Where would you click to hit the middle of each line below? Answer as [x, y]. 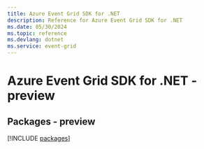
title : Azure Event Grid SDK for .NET [64, 14]
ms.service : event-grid [42, 46]
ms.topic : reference [37, 33]
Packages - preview [51, 121]
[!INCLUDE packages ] [39, 138]
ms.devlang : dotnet [36, 40]
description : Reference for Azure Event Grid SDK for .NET [95, 20]
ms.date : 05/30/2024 [37, 27]
